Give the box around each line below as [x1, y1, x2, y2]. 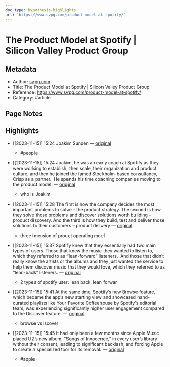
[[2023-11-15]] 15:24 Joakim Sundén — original [12, 140, 112, 146]
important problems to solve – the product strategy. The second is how [12, 206, 161, 212]
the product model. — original [12, 181, 75, 187]
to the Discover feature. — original [12, 310, 85, 316]
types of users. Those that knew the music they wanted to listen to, [12, 247, 154, 254]
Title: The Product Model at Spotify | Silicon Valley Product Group [12, 84, 150, 90]
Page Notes [5, 109, 43, 118]
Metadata [5, 65, 37, 74]
